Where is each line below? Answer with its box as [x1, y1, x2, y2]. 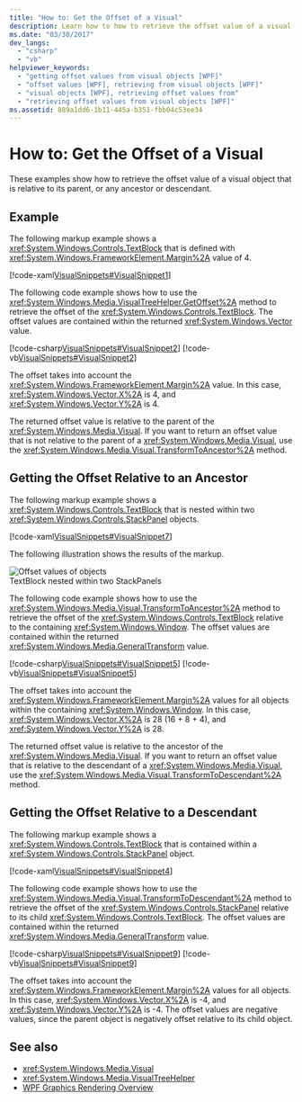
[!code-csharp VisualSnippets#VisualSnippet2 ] [9, 343, 182, 354]
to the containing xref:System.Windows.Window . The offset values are [9, 622, 270, 632]
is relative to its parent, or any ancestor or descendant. [9, 184, 212, 194]
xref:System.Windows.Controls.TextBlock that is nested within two [9, 504, 255, 515]
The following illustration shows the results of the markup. [9, 548, 225, 559]
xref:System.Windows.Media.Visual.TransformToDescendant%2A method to [9, 892, 292, 903]
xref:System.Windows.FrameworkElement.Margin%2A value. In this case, [9, 380, 281, 390]
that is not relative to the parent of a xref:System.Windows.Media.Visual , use [9, 435, 293, 445]
